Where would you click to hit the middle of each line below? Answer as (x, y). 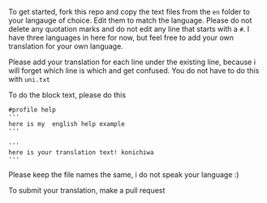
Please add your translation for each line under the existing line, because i (132, 62)
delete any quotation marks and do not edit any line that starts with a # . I (129, 29)
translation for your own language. (66, 46)
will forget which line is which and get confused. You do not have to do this (134, 71)
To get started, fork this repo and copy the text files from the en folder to (129, 12)
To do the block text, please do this (67, 95)
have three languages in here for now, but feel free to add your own (121, 37)
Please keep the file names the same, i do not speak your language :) (124, 175)
